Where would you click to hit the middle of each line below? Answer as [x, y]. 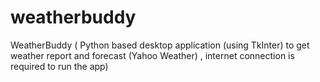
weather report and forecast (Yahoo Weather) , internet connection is [152, 55]
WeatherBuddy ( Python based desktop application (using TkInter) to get [160, 45]
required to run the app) [59, 66]
